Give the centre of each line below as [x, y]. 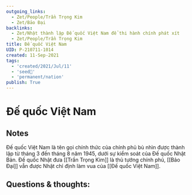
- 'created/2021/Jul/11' [42, 66]
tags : [13, 60]
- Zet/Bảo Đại [28, 22]
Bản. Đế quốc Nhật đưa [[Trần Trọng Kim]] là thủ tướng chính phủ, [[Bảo [93, 160]
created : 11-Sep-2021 [33, 55]
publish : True [23, 83]
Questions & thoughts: [48, 185]
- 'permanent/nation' [38, 77]
